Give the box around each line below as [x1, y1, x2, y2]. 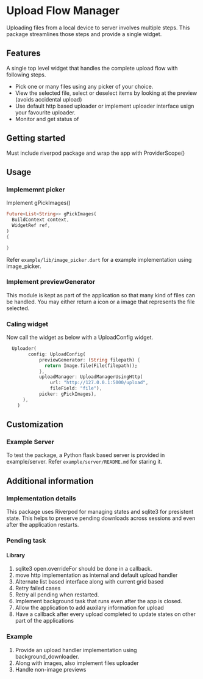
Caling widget [6, 319, 49, 328]
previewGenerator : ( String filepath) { [38, 357, 140, 363]
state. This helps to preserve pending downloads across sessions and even [6, 514, 196, 522]
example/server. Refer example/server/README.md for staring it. [6, 458, 163, 466]
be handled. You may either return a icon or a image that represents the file [6, 298, 195, 305]
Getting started [6, 133, 66, 144]
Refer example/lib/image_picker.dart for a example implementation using [6, 256, 192, 263]
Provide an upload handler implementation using [15, 646, 137, 653]
